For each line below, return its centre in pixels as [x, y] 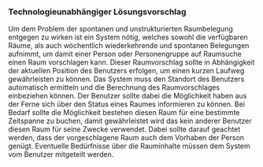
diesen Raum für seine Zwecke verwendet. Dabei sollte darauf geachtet [124, 129]
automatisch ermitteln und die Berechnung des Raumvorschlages [114, 87]
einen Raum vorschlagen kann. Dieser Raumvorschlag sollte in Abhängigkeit [131, 62]
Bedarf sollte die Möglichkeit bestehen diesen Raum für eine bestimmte [124, 113]
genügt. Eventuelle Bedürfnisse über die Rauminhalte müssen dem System [129, 146]
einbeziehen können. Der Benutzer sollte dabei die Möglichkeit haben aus [128, 96]
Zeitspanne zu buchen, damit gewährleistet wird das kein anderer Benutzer [130, 121]
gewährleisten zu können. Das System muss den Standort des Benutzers [126, 79]
